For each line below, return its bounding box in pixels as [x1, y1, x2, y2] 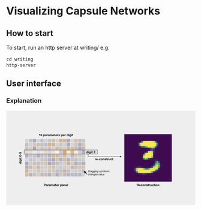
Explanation [6, 97, 42, 105]
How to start [6, 28, 53, 38]
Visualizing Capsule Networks [6, 4, 161, 18]
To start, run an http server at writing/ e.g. [6, 44, 110, 51]
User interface [6, 79, 61, 89]
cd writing [6, 56, 34, 62]
